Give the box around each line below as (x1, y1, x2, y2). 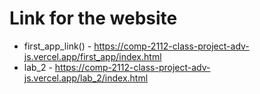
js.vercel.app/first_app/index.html (23, 50, 162, 62)
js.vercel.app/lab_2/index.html (23, 72, 149, 84)
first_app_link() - (23, 40, 92, 52)
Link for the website (9, 7, 178, 30)
